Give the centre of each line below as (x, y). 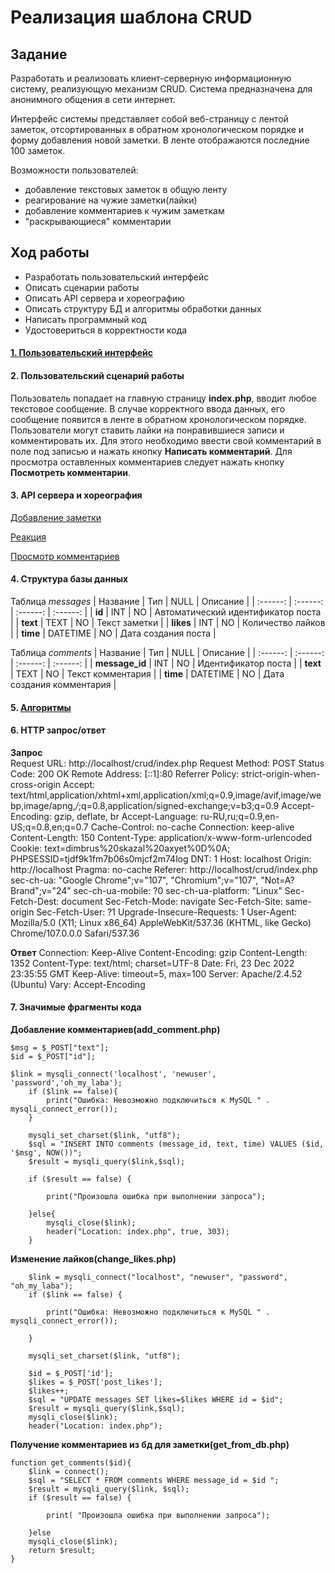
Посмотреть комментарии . (71, 472)
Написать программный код (85, 319)
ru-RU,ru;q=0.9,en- (240, 816)
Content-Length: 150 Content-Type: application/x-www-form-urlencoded (161, 837)
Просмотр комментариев (65, 556)
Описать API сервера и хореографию (104, 298)
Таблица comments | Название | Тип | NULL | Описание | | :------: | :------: (167, 653)
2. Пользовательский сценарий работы (97, 375)
